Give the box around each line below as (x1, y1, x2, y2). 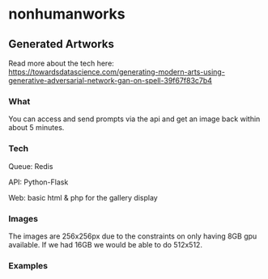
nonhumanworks (8, 5, 125, 23)
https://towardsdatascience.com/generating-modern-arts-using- (8, 67, 225, 77)
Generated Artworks (8, 37, 115, 51)
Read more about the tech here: (8, 58, 115, 68)
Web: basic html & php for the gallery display (8, 192, 158, 202)
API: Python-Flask (8, 177, 69, 187)
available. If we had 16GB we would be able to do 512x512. (8, 239, 202, 249)
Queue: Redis (8, 161, 53, 171)
